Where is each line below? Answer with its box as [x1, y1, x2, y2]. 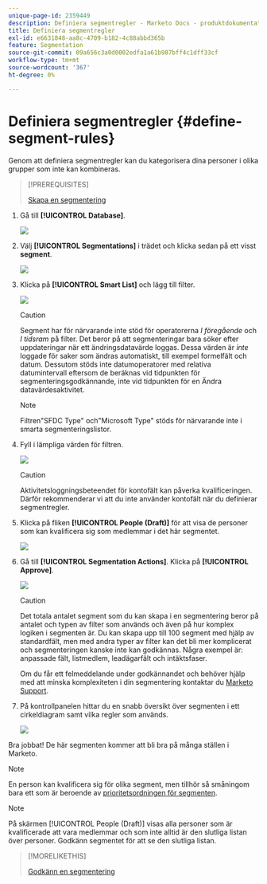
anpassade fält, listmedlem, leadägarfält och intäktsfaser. [19, 653, 208, 662]
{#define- [176, 112, 242, 130]
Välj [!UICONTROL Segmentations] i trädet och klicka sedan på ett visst [19, 241, 257, 250]
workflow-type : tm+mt [8, 57, 80, 65]
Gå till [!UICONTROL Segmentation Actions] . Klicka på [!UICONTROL [19, 556, 249, 566]
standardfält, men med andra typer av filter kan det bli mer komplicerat [19, 636, 252, 646]
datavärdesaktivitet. [19, 384, 85, 395]
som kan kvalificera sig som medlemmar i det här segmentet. [19, 526, 220, 536]
